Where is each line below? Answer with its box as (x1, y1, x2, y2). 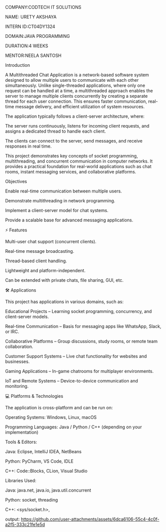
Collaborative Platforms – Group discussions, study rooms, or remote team (5, 339, 158, 344)
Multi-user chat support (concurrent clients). (5, 239, 97, 244)
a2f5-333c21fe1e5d (5, 522, 45, 528)
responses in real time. (5, 143, 52, 149)
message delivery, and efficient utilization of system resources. (15, 104, 145, 109)
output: (5, 516, 20, 522)
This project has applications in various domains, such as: (5, 299, 124, 305)
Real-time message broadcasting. (5, 248, 75, 254)
